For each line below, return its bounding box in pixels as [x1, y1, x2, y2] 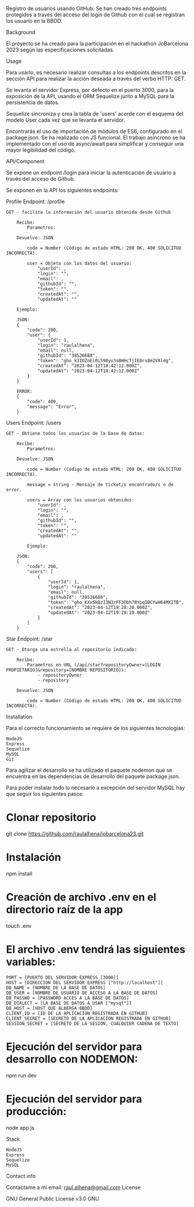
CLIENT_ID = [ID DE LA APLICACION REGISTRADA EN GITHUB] [6, 1010, 148, 1016]
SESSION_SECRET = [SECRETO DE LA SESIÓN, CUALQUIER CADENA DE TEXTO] [6, 1020, 179, 1026]
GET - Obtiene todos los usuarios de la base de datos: [6, 431, 145, 436]
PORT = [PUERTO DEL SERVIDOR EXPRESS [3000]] [6, 974, 119, 981]
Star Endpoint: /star [6, 635, 53, 642]
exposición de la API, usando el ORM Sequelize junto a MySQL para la [6, 93, 175, 99]
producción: [6, 1105, 67, 1118]
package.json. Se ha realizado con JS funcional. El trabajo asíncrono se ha [6, 134, 186, 141]
